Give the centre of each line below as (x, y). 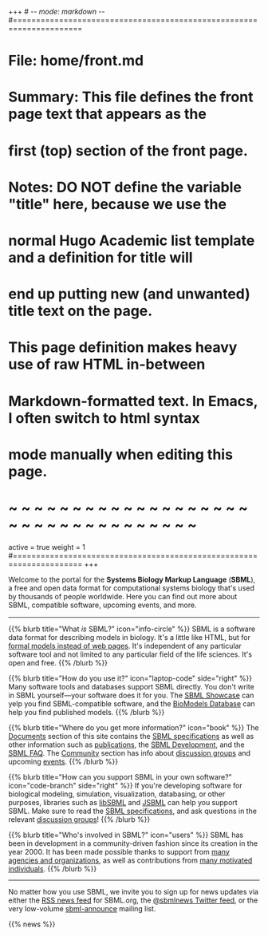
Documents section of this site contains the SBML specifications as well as (131, 736)
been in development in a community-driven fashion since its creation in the (133, 843)
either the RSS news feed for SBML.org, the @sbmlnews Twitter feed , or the (133, 900)
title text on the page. (81, 311)
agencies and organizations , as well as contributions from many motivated (130, 860)
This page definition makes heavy (123, 348)
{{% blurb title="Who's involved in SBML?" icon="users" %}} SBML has (126, 835)
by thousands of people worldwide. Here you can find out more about (123, 596)
